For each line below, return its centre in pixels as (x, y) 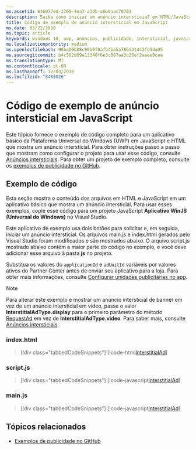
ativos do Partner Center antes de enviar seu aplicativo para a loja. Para (92, 271)
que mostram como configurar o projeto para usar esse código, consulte (93, 154)
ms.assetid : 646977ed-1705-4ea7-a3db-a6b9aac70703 (69, 11)
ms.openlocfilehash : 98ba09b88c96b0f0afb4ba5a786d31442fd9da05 (85, 50)
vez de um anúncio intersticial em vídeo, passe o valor (71, 306)
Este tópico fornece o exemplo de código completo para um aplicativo (90, 135)
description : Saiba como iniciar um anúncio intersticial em (82, 17)
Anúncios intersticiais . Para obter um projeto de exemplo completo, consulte (98, 159)
